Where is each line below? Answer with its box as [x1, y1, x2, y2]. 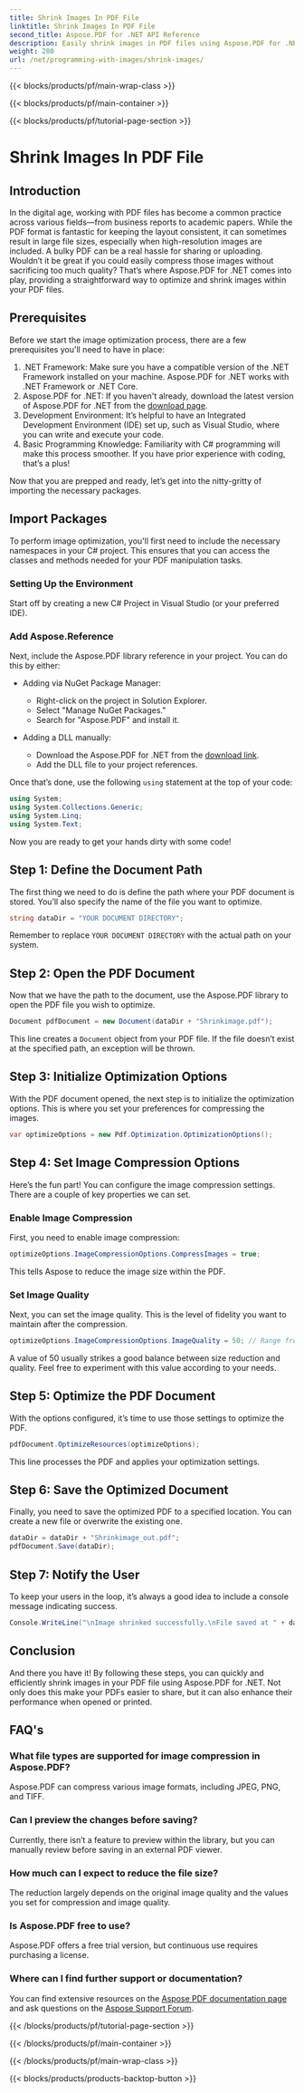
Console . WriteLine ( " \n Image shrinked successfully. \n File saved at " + [9, 1618, 285, 1627]
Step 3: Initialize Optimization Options [9, 1069, 228, 1085]
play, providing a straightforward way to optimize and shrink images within [9, 275, 287, 285]
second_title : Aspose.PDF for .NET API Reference [9, 30, 201, 39]
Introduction [9, 183, 81, 198]
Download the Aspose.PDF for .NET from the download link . [35, 749, 260, 761]
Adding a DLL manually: [22, 732, 111, 743]
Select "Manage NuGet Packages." [35, 705, 166, 716]
